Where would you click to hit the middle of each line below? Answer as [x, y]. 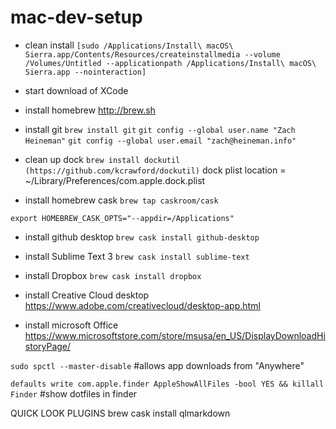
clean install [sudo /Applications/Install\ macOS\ [129, 45]
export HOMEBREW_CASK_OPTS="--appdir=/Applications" [122, 218]
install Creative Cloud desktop [87, 295]
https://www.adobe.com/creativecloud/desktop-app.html [142, 305]
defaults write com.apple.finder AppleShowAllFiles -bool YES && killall [167, 384]
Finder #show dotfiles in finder [74, 393]
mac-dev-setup [76, 17]
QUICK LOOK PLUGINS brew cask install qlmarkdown [120, 413]
